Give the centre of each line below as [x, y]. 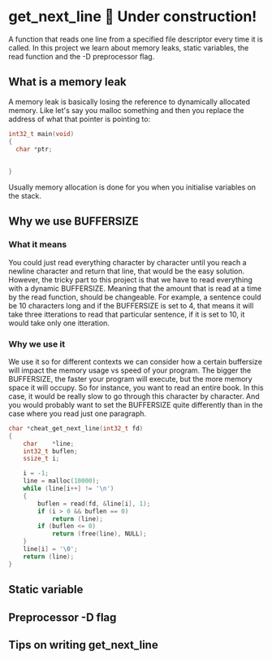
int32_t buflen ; [51, 451]
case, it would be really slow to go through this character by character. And [134, 396]
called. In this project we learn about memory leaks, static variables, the [129, 47]
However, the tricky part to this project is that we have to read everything [131, 279]
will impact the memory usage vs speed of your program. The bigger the [130, 370]
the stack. [25, 196]
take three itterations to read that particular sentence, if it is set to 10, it [127, 314]
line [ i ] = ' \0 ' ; [51, 549]
